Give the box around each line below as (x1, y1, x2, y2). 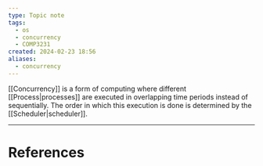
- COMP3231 (15, 41, 51, 49)
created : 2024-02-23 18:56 (8, 48, 96, 56)
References (8, 143, 85, 161)
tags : (8, 19, 26, 27)
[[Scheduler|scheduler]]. (8, 109, 88, 118)
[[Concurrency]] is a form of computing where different (8, 84, 186, 93)
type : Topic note (8, 11, 65, 20)
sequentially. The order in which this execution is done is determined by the (8, 100, 252, 110)
